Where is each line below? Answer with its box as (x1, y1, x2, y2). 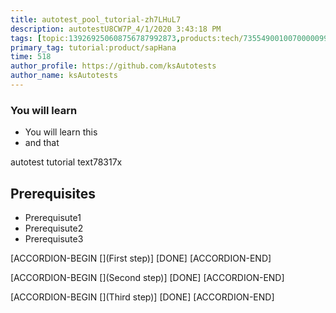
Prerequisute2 (24, 222, 84, 234)
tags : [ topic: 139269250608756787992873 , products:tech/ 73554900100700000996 (10, 33, 333, 43)
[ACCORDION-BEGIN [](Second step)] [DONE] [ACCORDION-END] (10, 271, 285, 283)
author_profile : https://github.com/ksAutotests (10, 61, 217, 71)
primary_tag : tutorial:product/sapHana (10, 42, 177, 53)
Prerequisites (10, 185, 96, 202)
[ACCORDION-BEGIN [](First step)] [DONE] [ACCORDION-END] (10, 252, 272, 264)
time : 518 (10, 52, 52, 62)
